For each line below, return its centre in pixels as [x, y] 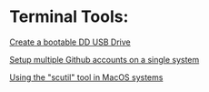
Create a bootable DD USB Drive [70, 42]
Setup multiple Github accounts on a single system [104, 59]
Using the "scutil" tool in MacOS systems [86, 77]
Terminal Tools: [69, 17]
